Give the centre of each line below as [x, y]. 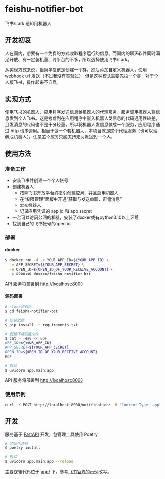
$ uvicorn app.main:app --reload [39, 462]
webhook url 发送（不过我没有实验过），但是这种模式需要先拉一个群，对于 [80, 76]
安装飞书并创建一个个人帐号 [40, 180]
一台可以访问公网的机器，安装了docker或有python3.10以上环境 [75, 217]
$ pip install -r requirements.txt [41, 325]
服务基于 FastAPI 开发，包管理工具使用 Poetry [52, 434]
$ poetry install [23, 448]
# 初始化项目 [16, 444]
